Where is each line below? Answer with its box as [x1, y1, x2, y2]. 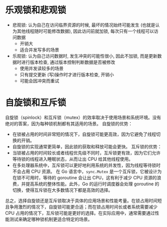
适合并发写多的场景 [19, 47, 60, 53]
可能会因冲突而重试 [19, 77, 60, 83]
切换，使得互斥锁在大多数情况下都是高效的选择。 [12, 187, 113, 193]
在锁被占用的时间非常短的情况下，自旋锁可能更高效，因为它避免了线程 [12, 131, 157, 137]
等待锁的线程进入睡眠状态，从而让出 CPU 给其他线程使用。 [12, 156, 133, 162]
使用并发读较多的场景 [19, 65, 64, 71]
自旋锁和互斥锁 [5, 97, 67, 108]
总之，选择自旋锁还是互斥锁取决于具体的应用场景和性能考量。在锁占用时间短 [5, 197, 162, 204]
